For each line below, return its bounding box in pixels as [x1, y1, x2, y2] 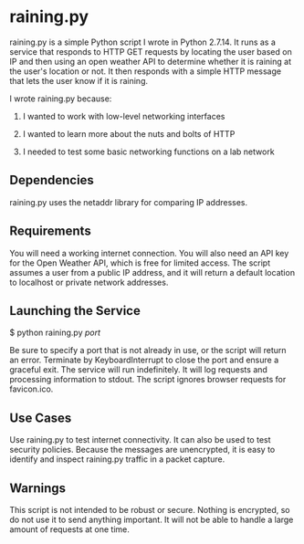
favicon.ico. [9, 383, 54, 394]
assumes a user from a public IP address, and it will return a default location [9, 267, 295, 277]
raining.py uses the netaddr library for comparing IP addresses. [9, 196, 248, 207]
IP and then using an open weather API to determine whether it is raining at [9, 56, 292, 67]
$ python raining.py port [9, 327, 101, 339]
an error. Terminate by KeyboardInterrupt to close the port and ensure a [9, 354, 279, 366]
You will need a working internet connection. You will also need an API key [9, 247, 289, 258]
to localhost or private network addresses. [9, 277, 169, 288]
